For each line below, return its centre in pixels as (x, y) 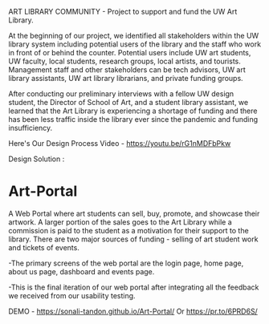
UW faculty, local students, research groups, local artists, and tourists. (124, 61)
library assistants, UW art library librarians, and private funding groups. (126, 78)
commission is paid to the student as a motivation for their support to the (128, 230)
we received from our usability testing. (72, 295)
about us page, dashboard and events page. (82, 271)
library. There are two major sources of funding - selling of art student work (133, 239)
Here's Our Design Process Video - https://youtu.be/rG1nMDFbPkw (120, 143)
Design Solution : (37, 159)
